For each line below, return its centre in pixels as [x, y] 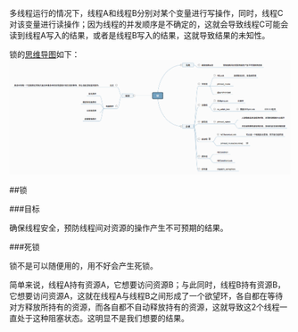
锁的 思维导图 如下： [45, 54]
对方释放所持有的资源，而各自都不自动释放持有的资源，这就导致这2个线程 [145, 307]
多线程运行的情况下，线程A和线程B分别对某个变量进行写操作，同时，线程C [146, 13]
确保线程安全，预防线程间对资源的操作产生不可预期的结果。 [119, 228]
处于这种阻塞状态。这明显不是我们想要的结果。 [103, 319]
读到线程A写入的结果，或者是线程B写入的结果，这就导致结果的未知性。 [140, 35]
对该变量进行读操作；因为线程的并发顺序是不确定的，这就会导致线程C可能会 [149, 24]
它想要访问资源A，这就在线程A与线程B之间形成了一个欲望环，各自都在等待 [146, 296]
